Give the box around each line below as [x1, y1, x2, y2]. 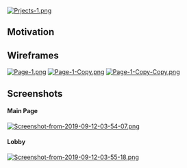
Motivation [7, 26, 55, 38]
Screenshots [7, 88, 63, 99]
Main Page [7, 107, 38, 115]
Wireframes [7, 49, 60, 61]
